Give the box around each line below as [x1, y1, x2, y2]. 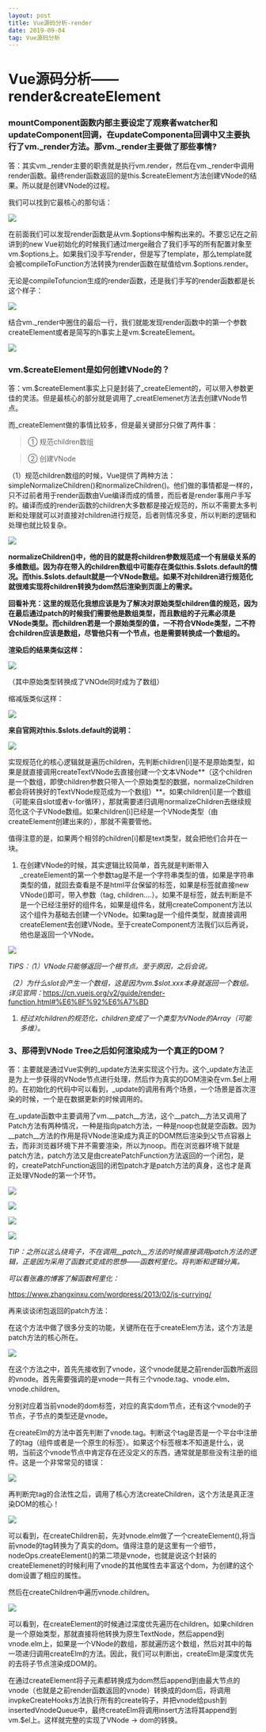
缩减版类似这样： [8, 694, 64, 703]
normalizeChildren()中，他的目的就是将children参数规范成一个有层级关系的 [8, 552, 256, 561]
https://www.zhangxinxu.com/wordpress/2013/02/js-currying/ [8, 1289, 212, 1299]
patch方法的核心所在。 [8, 1333, 83, 1343]
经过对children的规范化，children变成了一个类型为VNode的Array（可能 [19, 1014, 252, 1023]
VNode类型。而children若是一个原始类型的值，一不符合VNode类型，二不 [8, 619, 249, 628]
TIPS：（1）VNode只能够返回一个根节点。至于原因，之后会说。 [8, 961, 212, 971]
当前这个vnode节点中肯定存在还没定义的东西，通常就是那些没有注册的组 [21, 1448, 258, 1458]
